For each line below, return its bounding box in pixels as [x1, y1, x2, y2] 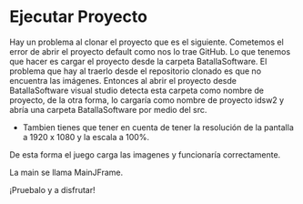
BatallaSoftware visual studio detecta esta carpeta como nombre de [9, 85, 264, 96]
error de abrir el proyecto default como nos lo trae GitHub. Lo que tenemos [9, 46, 291, 56]
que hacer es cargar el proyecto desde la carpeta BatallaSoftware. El [9, 56, 268, 66]
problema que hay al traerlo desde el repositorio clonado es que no [9, 66, 262, 76]
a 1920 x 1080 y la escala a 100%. [22, 131, 150, 142]
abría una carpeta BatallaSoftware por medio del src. [9, 104, 207, 115]
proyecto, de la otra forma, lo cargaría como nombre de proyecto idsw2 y [9, 94, 285, 106]
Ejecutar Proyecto [9, 6, 148, 27]
